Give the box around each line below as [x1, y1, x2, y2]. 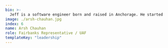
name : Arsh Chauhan [5, 26, 46, 31]
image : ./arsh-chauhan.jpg [5, 16, 62, 21]
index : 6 [5, 21, 24, 26]
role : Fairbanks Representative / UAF [5, 30, 87, 35]
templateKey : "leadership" [5, 35, 62, 40]
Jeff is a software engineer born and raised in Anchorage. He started [10, 12, 163, 17]
